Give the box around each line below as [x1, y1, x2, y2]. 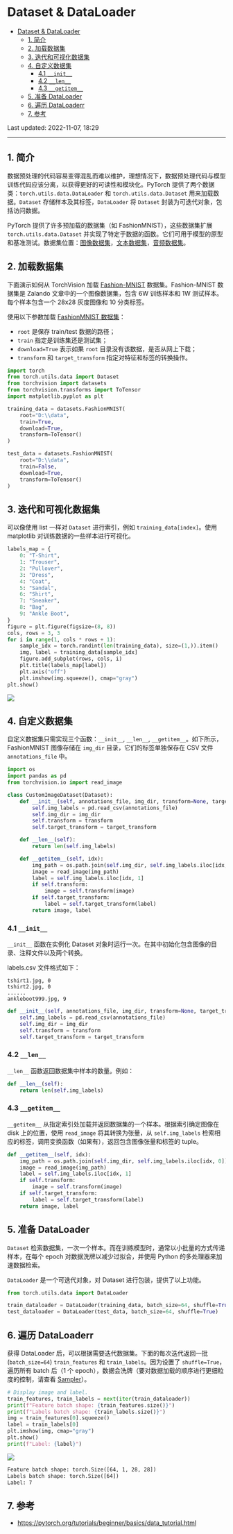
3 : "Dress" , [19, 571, 54, 578]
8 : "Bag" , [19, 604, 49, 611]
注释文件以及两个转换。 [19, 949, 87, 957]
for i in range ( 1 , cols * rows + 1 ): [7, 636, 116, 643]
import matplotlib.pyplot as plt [7, 393, 104, 400]
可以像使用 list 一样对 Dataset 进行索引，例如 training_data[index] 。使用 [7, 523, 217, 532]
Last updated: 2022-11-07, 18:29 [7, 123, 99, 132]
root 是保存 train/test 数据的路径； [17, 327, 116, 335]
